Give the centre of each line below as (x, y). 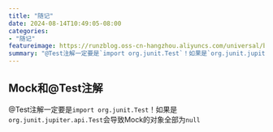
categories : (28, 31)
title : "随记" (31, 16)
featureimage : (32, 46)
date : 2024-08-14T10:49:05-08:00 (65, 23)
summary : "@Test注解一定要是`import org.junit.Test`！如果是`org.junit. (128, 53)
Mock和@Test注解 (56, 89)
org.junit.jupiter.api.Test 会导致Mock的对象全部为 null (104, 119)
